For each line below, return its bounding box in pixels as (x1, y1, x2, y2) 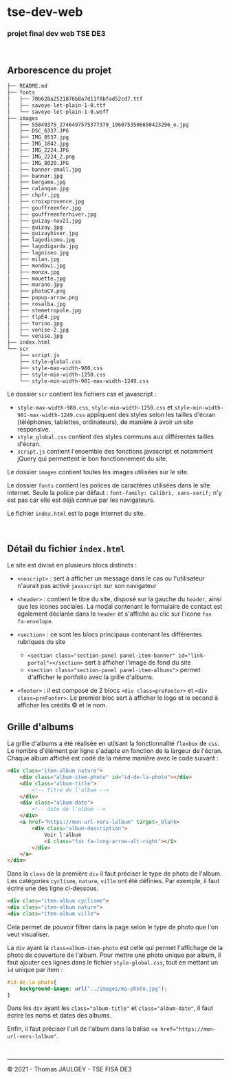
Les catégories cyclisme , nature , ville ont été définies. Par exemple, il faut (7, 877, 220, 885)
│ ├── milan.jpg (7, 256, 60, 263)
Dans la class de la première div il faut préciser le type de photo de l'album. (7, 869, 222, 878)
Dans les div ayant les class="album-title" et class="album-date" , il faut (7, 1004, 213, 1012)
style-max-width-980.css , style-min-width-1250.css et (16, 403, 173, 412)
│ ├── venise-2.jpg (7, 326, 69, 333)
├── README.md (7, 83, 48, 90)
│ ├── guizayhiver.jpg (7, 230, 78, 237)
